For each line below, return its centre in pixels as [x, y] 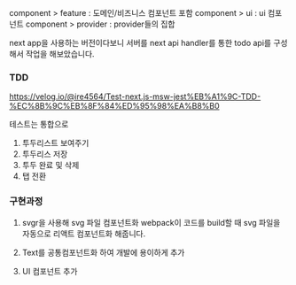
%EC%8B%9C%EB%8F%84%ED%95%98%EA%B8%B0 [114, 106]
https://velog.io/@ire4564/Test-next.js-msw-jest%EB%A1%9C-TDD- [135, 96]
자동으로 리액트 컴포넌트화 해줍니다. [84, 234]
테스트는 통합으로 [39, 124]
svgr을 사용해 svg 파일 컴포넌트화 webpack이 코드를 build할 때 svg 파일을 [151, 222]
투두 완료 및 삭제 [51, 166]
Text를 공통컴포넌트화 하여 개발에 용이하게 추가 [103, 252]
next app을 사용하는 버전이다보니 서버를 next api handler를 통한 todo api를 [140, 43]
